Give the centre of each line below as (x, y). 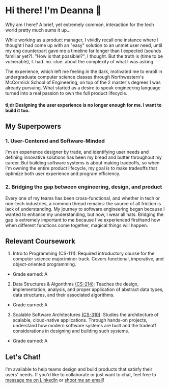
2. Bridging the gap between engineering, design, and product (84, 187)
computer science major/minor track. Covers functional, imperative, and (88, 259)
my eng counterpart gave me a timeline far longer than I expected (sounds (83, 51)
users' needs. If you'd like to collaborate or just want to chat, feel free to (81, 375)
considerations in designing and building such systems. (71, 331)
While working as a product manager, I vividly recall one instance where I (82, 40)
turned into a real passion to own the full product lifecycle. (66, 93)
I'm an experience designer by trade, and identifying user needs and (77, 152)
